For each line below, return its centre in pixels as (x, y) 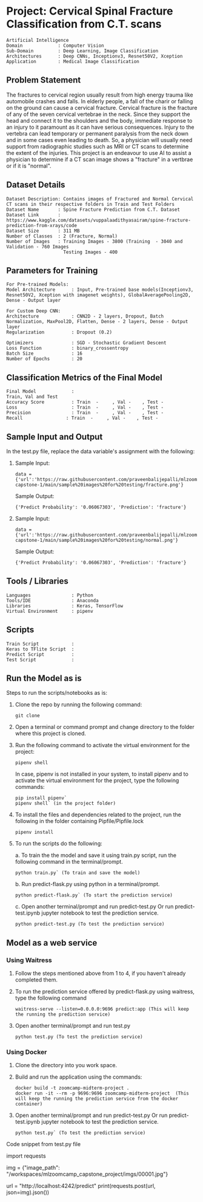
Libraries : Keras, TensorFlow (65, 606)
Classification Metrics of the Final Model (84, 377)
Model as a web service (52, 943)
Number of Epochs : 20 (45, 359)
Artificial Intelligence (38, 40)
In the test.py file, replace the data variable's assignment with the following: (101, 451)
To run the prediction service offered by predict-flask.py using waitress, (105, 992)
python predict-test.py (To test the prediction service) (90, 924)
